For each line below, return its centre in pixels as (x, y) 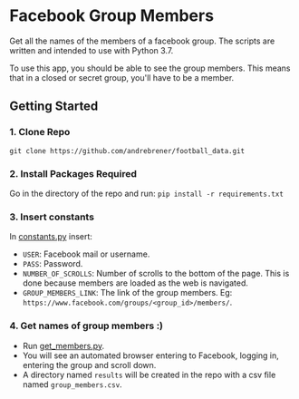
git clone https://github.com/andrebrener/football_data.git (127, 151)
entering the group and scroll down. (89, 365)
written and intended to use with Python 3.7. (92, 50)
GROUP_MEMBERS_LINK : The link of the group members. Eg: (127, 293)
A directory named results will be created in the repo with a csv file (149, 375)
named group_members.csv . (72, 384)
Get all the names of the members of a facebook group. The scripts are (142, 41)
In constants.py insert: (51, 237)
